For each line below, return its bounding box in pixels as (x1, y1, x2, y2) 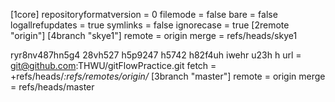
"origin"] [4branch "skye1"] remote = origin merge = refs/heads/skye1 (10, 30, 298, 41)
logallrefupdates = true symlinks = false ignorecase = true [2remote (10, 19, 290, 31)
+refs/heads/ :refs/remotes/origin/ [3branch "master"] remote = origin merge (10, 70, 326, 82)
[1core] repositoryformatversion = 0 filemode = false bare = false (10, 9, 278, 20)
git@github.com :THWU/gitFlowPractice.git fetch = (10, 60, 217, 71)
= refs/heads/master (10, 81, 95, 93)
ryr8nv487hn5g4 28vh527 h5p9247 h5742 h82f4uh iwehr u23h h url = (10, 49, 302, 61)
